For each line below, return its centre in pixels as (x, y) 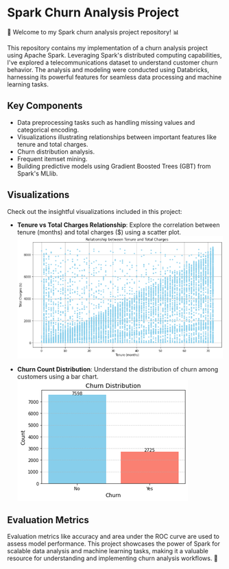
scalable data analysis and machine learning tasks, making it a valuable (108, 551)
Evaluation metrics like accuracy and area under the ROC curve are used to (113, 537)
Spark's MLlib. (37, 173)
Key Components (45, 106)
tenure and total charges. (52, 144)
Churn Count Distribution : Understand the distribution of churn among (118, 369)
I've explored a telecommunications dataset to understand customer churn (112, 62)
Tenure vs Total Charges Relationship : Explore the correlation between (118, 225)
